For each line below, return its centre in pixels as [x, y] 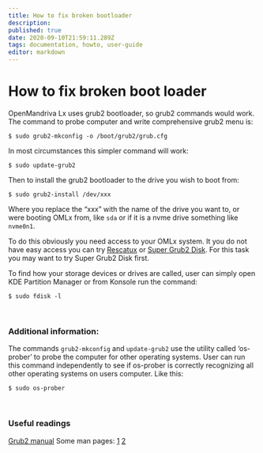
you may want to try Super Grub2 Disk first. [79, 258]
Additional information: [54, 331]
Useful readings [39, 424]
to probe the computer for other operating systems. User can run [139, 357]
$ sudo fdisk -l [35, 296]
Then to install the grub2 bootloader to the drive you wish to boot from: [124, 179]
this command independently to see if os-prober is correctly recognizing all [131, 365]
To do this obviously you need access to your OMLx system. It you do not [128, 241]
